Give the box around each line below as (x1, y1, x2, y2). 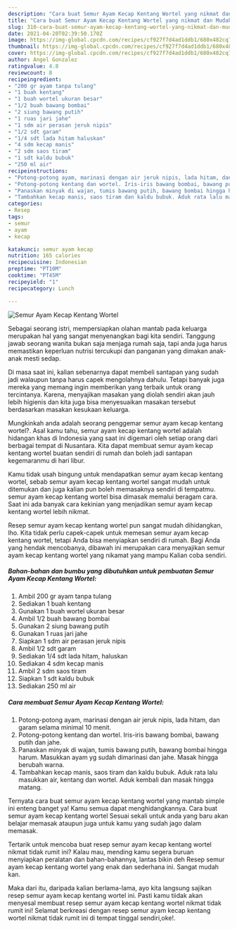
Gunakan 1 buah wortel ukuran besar (18, 607, 125, 616)
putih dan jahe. (18, 738, 62, 747)
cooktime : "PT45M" (8, 272, 62, 279)
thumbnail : (8, 43, 40, 50)
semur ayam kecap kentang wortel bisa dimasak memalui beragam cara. (8, 492, 218, 501)
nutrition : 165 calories (8, 252, 81, 259)
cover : (8, 50, 27, 57)
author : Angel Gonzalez (8, 56, 78, 63)
